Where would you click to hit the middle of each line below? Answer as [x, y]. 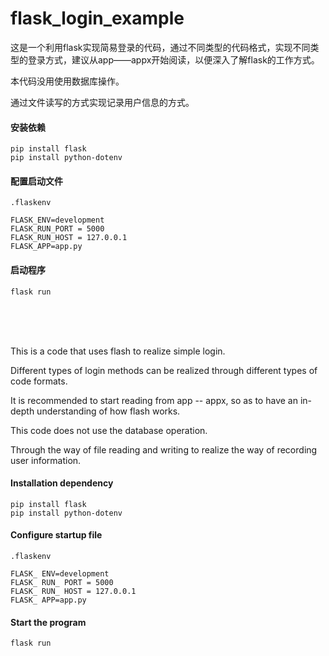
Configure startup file [56, 535]
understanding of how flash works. [108, 411]
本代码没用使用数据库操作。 [67, 81]
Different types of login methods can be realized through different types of [164, 370]
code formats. [39, 381]
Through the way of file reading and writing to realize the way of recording [164, 449]
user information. [46, 460]
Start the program [48, 622]
